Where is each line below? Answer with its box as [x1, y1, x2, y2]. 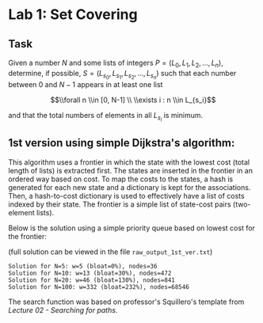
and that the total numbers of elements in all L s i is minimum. [8, 110, 204, 123]
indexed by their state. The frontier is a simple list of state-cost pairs [8, 199, 231, 209]
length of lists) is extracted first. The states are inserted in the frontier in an [8, 165, 253, 175]
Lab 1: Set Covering [8, 6, 138, 24]
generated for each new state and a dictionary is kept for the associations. [8, 182, 251, 192]
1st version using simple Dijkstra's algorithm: [8, 136, 235, 150]
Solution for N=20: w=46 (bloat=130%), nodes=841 [8, 275, 176, 284]
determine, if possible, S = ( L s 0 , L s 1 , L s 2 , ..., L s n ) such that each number [8, 68, 237, 81]
